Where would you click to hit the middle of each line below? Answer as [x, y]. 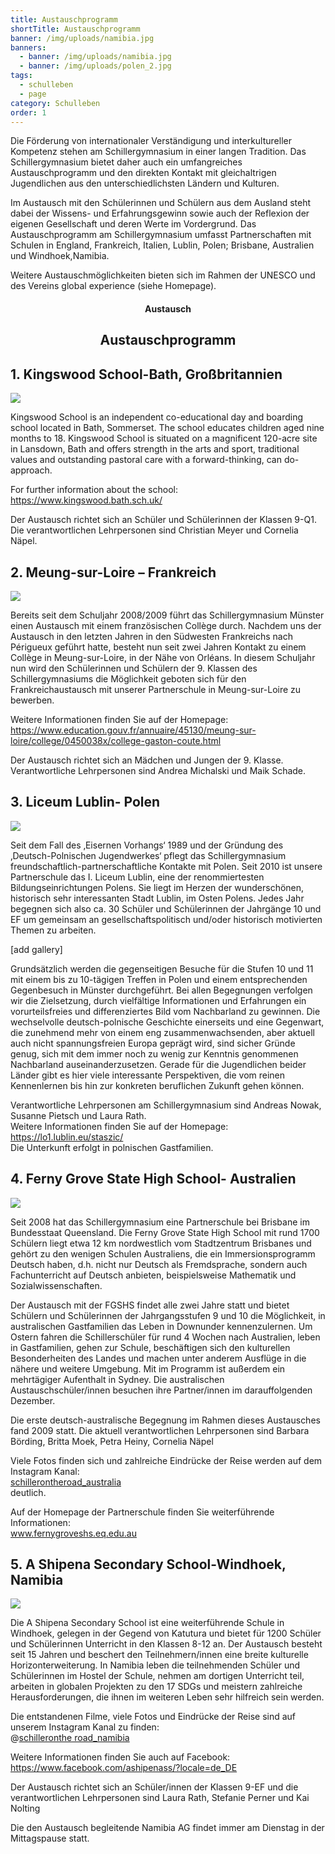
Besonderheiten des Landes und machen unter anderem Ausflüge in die [158, 1358]
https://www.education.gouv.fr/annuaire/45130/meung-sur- [133, 730]
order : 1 [28, 112]
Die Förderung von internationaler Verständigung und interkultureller [151, 141]
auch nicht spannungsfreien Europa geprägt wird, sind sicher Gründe [153, 1043]
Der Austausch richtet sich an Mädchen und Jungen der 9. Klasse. [147, 760]
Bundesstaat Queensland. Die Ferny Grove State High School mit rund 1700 [165, 1232]
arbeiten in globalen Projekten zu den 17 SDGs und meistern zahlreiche [156, 1687]
